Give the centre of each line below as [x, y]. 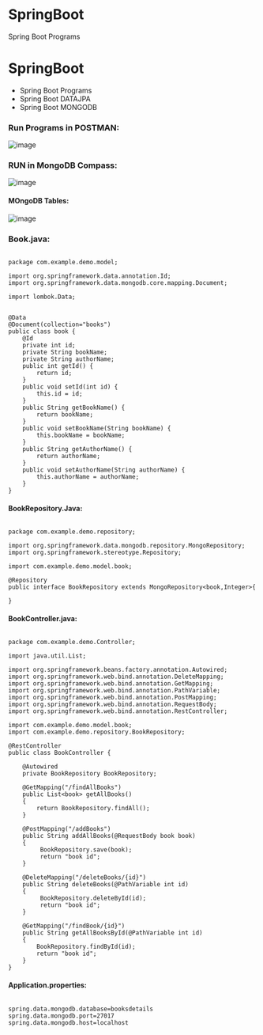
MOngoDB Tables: [39, 201]
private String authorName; [68, 359]
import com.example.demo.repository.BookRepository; [97, 732]
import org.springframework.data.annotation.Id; [90, 276]
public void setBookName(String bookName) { [97, 428]
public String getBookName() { [74, 408]
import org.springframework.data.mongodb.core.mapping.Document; [118, 282]
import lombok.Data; [42, 297]
